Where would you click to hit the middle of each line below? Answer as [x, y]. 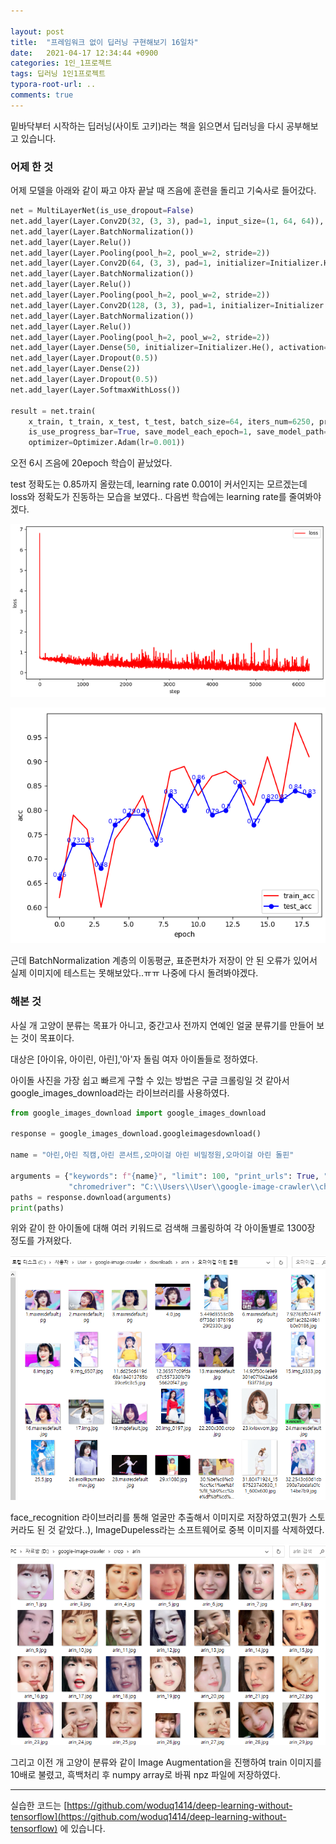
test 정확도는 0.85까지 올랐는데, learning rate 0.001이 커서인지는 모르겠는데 [159, 484]
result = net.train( [53, 411]
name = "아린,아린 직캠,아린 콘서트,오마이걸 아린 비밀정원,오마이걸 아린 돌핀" [152, 1155]
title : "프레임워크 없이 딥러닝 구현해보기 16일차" [104, 42]
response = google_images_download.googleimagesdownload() [136, 1134]
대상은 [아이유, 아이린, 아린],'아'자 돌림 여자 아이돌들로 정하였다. [134, 1059]
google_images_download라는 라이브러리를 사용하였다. [120, 1092]
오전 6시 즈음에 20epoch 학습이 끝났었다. [91, 463]
